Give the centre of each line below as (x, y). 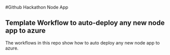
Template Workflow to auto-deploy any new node (85, 23)
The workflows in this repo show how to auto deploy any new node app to (82, 42)
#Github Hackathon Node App (37, 7)
